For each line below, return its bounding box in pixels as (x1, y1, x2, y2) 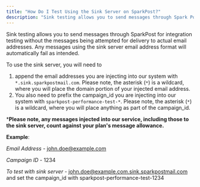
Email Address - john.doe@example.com (6, 145, 107, 152)
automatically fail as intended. (6, 49, 80, 56)
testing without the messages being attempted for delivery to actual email (6, 37, 187, 44)
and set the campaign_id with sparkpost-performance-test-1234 (6, 174, 164, 181)
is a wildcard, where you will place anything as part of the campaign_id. (14, 104, 190, 111)
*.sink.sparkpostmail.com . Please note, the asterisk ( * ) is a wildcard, (14, 78, 185, 86)
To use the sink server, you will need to (6, 61, 102, 68)
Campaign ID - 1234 (6, 156, 56, 163)
